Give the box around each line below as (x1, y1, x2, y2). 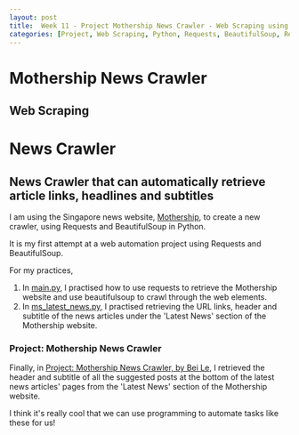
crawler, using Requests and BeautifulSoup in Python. (9, 221, 206, 231)
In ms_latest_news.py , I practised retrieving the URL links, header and (21, 301, 278, 311)
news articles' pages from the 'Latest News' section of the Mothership (9, 382, 268, 392)
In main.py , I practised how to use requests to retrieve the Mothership (21, 282, 278, 293)
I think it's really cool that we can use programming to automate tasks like (9, 408, 279, 419)
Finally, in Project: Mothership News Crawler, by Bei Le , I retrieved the (9, 362, 265, 374)
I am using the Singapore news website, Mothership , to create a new (9, 211, 261, 222)
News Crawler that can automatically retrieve (9, 174, 266, 189)
